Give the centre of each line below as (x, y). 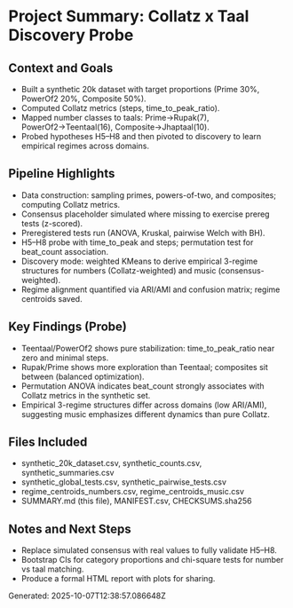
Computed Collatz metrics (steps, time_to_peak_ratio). (120, 108)
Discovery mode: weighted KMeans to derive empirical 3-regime (139, 261)
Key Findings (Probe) (68, 327)
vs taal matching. (52, 569)
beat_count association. (64, 251)
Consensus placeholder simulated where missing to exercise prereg (145, 214)
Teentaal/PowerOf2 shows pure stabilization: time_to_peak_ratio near (148, 348)
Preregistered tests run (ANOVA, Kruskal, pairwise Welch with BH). (143, 233)
